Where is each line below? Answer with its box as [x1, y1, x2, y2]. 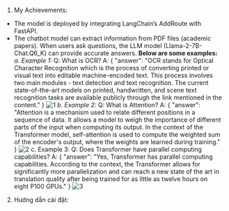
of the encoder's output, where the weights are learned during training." [13, 138, 221, 146]
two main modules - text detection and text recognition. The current [13, 79, 209, 86]
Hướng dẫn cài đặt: [13, 196, 69, 204]
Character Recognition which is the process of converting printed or [13, 64, 210, 72]
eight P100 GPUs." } [13, 182, 71, 190]
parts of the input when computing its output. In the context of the [13, 123, 204, 131]
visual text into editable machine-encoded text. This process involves [13, 71, 214, 79]
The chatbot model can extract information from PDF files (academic [13, 34, 212, 42]
